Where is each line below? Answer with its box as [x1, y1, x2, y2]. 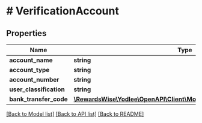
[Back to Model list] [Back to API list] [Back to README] [6, 110, 144, 118]
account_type [9, 66, 50, 74]
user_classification [9, 85, 65, 94]
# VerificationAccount [6, 4, 119, 18]
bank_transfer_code [9, 95, 68, 103]
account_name [9, 56, 53, 64]
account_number [9, 76, 60, 83]
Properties [6, 28, 47, 38]
